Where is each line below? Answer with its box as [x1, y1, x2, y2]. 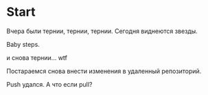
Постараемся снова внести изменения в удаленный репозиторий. [6, 67, 202, 75]
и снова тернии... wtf [6, 53, 68, 62]
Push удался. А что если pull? [6, 80, 93, 88]
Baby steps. [6, 40, 41, 48]
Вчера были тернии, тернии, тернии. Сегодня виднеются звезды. [6, 27, 198, 35]
